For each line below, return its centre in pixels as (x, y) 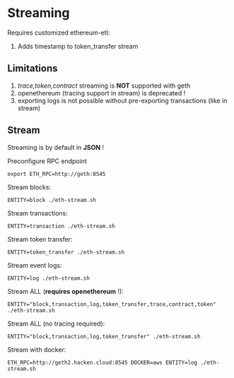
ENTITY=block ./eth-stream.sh (52, 200)
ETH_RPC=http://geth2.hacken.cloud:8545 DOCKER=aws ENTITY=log (103, 362)
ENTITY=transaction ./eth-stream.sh (61, 226)
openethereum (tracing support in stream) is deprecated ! (101, 93)
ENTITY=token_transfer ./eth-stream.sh (66, 252)
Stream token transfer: (40, 239)
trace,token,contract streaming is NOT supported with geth (104, 85)
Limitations (33, 69)
